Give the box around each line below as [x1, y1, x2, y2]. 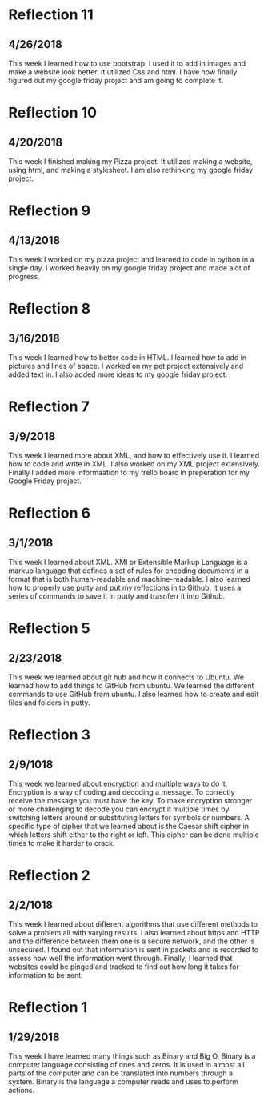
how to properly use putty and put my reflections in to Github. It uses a [8, 583, 242, 592]
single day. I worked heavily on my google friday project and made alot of [8, 263, 250, 273]
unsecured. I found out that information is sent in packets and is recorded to [8, 945, 259, 954]
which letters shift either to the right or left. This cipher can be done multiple [8, 830, 260, 839]
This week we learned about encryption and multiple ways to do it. [8, 779, 228, 788]
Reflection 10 [8, 104, 98, 122]
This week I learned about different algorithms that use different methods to [8, 919, 258, 929]
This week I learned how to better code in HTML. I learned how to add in [8, 353, 247, 362]
